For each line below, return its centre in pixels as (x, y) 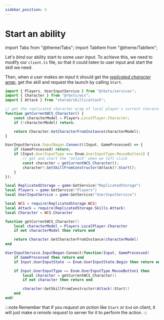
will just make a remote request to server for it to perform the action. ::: (76, 312)
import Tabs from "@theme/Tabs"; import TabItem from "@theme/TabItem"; (81, 48)
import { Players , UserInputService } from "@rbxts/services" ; (71, 91)
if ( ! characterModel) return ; (45, 123)
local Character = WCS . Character (39, 213)
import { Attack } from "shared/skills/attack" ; (55, 100)
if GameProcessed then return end (49, 257)
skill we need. (19, 67)
